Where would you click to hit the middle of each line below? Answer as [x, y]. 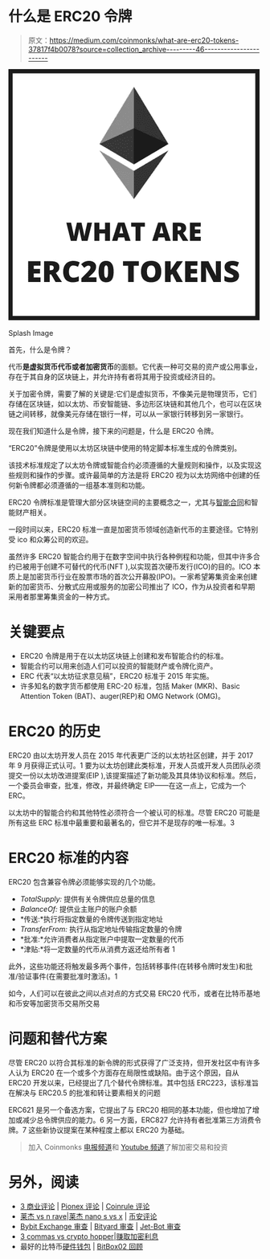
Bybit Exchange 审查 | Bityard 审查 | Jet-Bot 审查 [100, 1226]
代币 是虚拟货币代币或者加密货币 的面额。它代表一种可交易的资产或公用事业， [135, 366]
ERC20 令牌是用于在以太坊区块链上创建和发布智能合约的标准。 [124, 656]
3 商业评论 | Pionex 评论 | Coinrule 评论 [85, 1206]
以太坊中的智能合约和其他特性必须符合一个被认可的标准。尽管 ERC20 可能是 [134, 812]
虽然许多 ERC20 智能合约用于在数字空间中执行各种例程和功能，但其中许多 [131, 556]
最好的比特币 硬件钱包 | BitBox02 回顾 [81, 1246]
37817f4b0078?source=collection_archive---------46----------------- [143, 49]
